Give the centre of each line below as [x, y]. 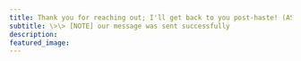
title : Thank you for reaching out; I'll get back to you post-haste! [144, 17]
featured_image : [39, 43]
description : [34, 34]
